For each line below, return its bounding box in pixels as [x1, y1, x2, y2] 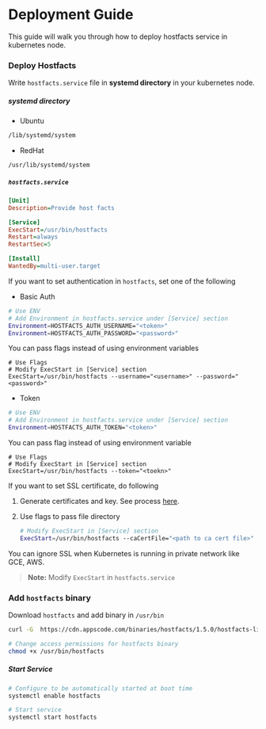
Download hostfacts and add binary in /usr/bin [8, 610, 165, 620]
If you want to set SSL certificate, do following [8, 481, 159, 490]
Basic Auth [19, 292, 55, 301]
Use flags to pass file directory [19, 512, 120, 521]
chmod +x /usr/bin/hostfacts [8, 647, 104, 655]
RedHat [19, 146, 45, 155]
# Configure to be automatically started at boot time [8, 684, 193, 693]
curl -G [8, 626, 34, 634]
